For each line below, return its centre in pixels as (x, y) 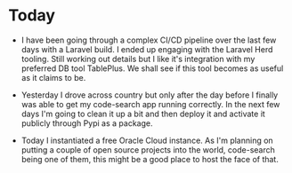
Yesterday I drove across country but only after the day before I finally (150, 95)
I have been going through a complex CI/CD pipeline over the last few (149, 40)
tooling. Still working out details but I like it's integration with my (138, 59)
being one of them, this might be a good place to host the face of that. (150, 159)
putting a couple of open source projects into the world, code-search (148, 149)
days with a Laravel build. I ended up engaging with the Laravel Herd (147, 49)
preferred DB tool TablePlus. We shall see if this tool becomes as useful (152, 68)
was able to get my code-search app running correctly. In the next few (150, 104)
